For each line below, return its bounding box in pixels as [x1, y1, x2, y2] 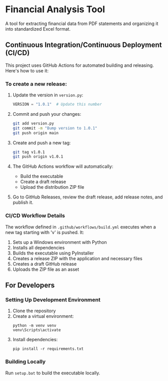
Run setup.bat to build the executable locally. [5, 370, 100, 376]
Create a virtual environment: [12, 313, 74, 319]
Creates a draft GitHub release [12, 261, 77, 267]
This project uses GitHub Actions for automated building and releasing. [5, 62, 154, 68]
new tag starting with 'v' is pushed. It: [5, 229, 85, 235]
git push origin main [12, 130, 59, 136]
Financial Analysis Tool [5, 4, 105, 15]
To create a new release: [5, 80, 67, 87]
